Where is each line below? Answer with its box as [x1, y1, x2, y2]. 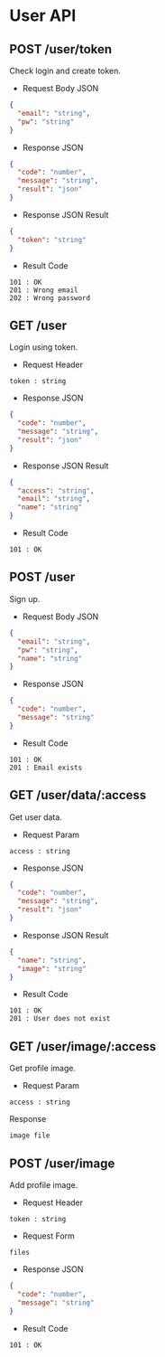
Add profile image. [9, 1180, 78, 1191]
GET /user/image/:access [9, 1039, 156, 1054]
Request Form [22, 1230, 75, 1241]
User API [9, 5, 77, 26]
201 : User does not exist [9, 1014, 111, 1023]
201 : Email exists [9, 763, 83, 772]
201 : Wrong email [9, 286, 78, 295]
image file [9, 1131, 50, 1140]
